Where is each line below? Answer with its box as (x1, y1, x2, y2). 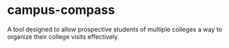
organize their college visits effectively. (7, 32, 120, 40)
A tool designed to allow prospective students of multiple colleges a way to (7, 25, 223, 33)
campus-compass (7, 2, 116, 18)
